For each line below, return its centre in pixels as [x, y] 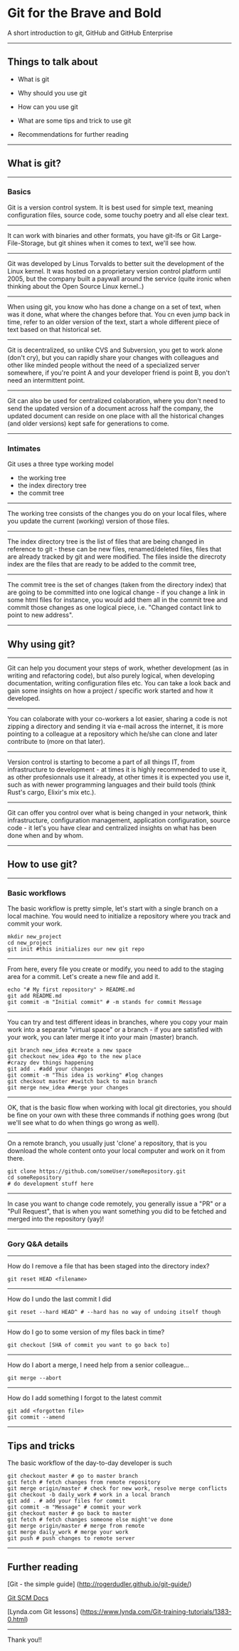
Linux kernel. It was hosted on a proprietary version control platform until [114, 271]
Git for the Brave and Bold [85, 13]
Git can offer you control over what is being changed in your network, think [117, 812]
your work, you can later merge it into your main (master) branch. [103, 1037]
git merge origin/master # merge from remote [76, 1526]
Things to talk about [53, 62]
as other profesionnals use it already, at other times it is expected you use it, [119, 777]
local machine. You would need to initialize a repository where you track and [119, 916]
